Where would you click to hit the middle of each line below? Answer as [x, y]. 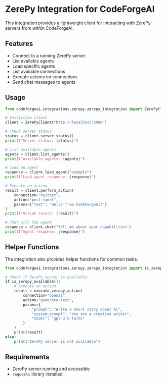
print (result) [28, 332]
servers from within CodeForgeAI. [40, 28]
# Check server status [28, 132]
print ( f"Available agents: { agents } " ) [45, 159]
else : [11, 337]
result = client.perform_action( [40, 190]
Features [19, 44]
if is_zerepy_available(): [33, 282]
